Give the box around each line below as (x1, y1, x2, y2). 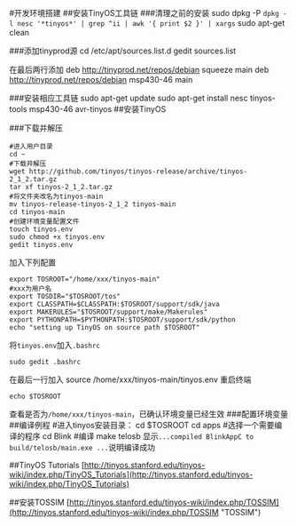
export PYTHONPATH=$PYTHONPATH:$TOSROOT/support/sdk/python (9, 315, 237, 324)
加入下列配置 (9, 257, 56, 267)
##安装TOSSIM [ (9, 497, 70, 507)
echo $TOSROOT (9, 392, 62, 401)
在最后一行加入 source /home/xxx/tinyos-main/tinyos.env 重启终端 (9, 374, 252, 385)
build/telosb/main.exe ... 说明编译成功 (9, 442, 155, 452)
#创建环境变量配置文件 (9, 217, 80, 226)
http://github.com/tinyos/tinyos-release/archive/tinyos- (28, 167, 248, 176)
